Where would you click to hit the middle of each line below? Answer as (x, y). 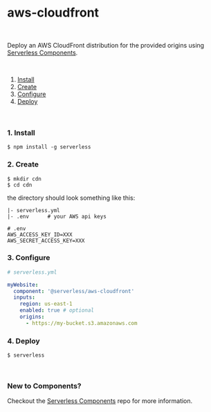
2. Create (23, 165)
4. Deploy (24, 341)
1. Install (21, 133)
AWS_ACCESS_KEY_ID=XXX (40, 234)
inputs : (25, 298)
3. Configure (29, 258)
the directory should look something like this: (71, 198)
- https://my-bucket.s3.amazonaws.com (81, 323)
